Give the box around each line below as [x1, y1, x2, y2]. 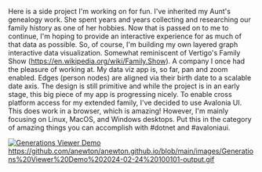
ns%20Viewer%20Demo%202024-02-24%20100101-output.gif [8, 155, 215, 163]
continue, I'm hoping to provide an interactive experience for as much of [8, 31, 242, 41]
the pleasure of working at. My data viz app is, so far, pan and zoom [8, 65, 228, 73]
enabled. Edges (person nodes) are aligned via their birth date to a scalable [8, 73, 252, 82]
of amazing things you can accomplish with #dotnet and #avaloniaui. [8, 123, 231, 132]
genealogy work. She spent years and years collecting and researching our [8, 15, 251, 24]
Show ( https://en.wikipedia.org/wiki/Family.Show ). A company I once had [8, 56, 246, 66]
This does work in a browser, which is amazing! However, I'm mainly [8, 106, 229, 116]
